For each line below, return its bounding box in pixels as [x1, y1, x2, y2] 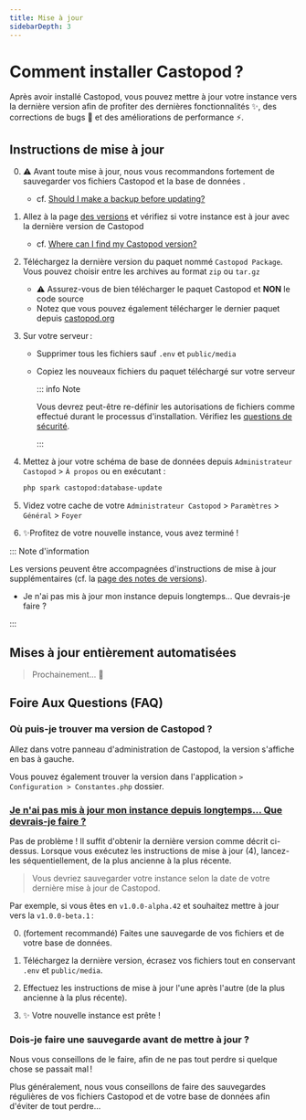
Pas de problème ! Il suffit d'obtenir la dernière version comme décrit [9, 835, 269, 846]
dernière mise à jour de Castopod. [31, 882, 161, 893]
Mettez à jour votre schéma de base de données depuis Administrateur [22, 456, 293, 467]
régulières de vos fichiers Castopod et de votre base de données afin [9, 1091, 270, 1102]
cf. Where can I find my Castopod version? [36, 238, 197, 249]
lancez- [260, 845, 290, 856]
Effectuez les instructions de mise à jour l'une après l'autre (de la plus [22, 982, 286, 993]
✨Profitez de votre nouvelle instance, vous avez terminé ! [22, 527, 239, 539]
